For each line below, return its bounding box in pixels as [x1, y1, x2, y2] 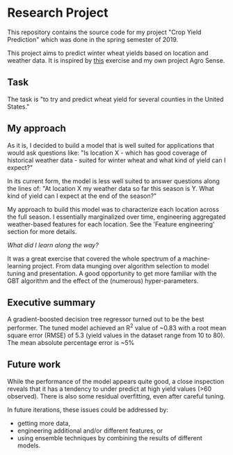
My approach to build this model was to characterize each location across [7, 205, 219, 213]
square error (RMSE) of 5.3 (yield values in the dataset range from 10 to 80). [7, 331, 225, 339]
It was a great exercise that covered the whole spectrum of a [7, 254, 182, 263]
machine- [182, 254, 211, 263]
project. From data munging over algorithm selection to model [32, 261, 209, 270]
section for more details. [7, 227, 77, 236]
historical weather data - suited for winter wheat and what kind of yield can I [7, 155, 226, 164]
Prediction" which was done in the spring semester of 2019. [7, 35, 179, 43]
